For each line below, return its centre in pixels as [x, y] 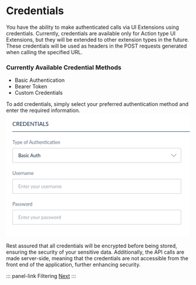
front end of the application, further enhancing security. [73, 265]
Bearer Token [31, 87]
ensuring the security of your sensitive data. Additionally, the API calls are [95, 252]
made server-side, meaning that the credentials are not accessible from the [97, 259]
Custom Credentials [38, 93]
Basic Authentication [40, 80]
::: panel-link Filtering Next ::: [41, 276]
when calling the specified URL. [45, 52]
